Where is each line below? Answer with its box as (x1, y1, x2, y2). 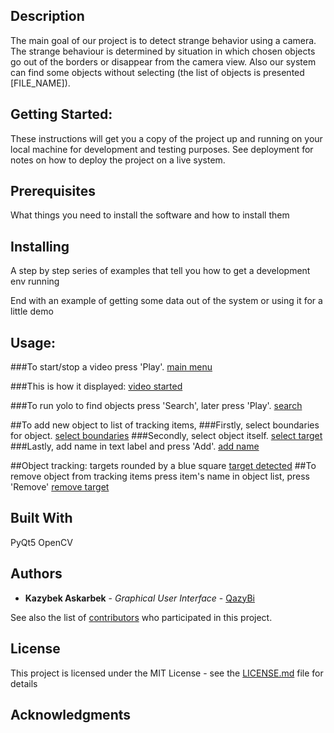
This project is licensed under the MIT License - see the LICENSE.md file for (10, 667, 324, 679)
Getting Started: (10, 106, 113, 123)
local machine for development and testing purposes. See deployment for (10, 143, 314, 155)
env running (10, 275, 60, 288)
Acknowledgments (10, 706, 132, 723)
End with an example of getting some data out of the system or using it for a (10, 295, 323, 307)
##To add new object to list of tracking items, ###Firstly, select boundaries (10, 419, 320, 431)
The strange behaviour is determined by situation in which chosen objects (10, 45, 316, 57)
